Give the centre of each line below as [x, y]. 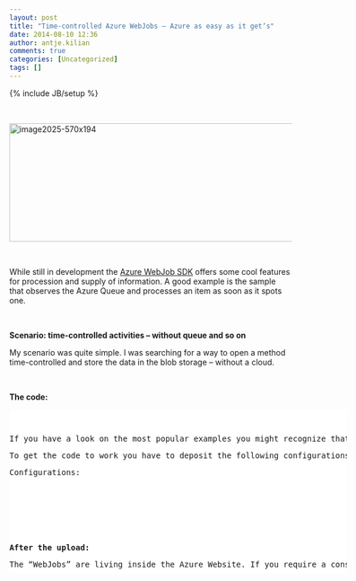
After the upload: [50, 547]
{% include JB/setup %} [54, 93]
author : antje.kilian [50, 43]
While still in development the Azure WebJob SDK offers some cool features [150, 271]
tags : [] [26, 68]
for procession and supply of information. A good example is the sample [143, 281]
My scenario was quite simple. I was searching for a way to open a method [148, 352]
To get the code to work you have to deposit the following [144, 455]
